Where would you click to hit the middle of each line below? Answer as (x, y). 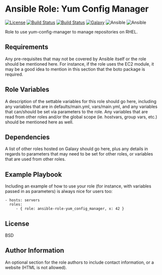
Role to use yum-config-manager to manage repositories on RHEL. (71, 32)
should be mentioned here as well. (39, 122)
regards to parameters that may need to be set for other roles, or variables (79, 154)
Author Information (35, 250)
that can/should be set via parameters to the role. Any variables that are (77, 112)
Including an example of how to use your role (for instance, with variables (78, 186)
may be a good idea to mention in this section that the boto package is (75, 69)
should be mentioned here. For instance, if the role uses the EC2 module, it (80, 64)
